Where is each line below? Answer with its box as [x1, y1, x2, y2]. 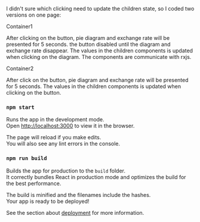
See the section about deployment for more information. [6, 209, 144, 216]
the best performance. [6, 180, 61, 187]
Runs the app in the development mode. [6, 116, 104, 123]
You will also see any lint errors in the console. [6, 140, 121, 148]
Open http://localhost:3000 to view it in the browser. [6, 122, 135, 130]
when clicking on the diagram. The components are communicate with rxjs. [6, 54, 192, 60]
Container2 [6, 65, 34, 72]
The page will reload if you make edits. [6, 134, 101, 141]
